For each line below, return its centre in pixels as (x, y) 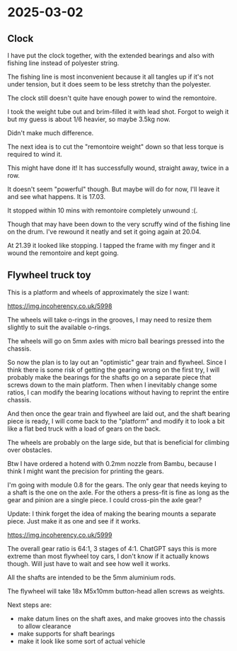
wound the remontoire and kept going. (63, 253)
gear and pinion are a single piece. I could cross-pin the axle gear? (105, 499)
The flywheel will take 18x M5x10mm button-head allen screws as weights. (116, 591)
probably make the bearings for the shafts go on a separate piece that (109, 377)
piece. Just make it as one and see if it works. (74, 521)
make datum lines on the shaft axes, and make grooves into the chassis (122, 618)
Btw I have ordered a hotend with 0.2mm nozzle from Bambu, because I (112, 463)
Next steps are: (29, 605)
